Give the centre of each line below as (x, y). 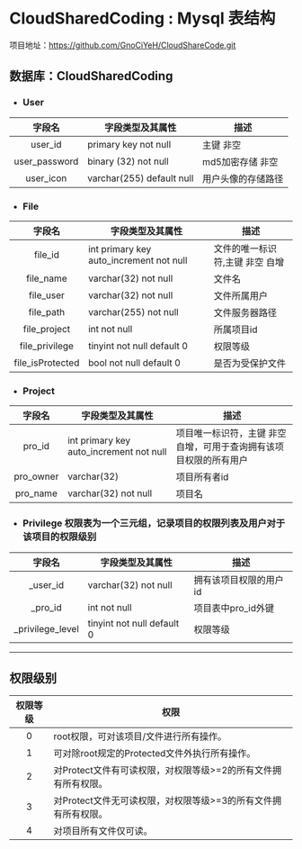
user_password (46, 161)
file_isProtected (47, 363)
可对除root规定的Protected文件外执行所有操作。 (155, 754)
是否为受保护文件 (249, 363)
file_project (47, 329)
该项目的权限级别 (59, 537)
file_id (47, 255)
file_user (47, 295)
